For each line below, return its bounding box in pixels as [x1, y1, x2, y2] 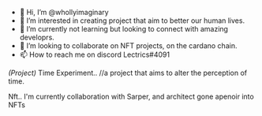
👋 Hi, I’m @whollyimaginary [19, 8, 109, 17]
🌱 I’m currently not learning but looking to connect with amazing [19, 24, 229, 33]
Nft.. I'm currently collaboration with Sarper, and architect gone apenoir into [8, 92, 254, 101]
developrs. [19, 32, 55, 42]
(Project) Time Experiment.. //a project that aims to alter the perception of [8, 68, 247, 77]
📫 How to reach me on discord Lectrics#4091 [19, 50, 170, 59]
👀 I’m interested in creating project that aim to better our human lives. [19, 16, 245, 25]
